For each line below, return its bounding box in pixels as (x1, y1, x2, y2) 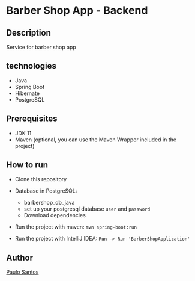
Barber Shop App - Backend (6, 4, 148, 17)
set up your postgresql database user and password (23, 205, 151, 212)
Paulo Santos (6, 268, 39, 276)
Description (6, 28, 51, 38)
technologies (6, 61, 57, 71)
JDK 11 (14, 129, 32, 137)
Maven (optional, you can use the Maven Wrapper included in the (14, 136, 177, 143)
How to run (6, 160, 49, 170)
